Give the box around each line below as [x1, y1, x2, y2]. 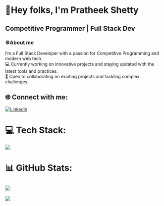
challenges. [5, 79, 29, 85]
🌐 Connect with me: [5, 93, 68, 102]
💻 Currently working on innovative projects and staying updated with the [5, 61, 155, 67]
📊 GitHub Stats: [5, 162, 73, 173]
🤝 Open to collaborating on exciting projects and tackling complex [5, 73, 140, 79]
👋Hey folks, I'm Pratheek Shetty [5, 4, 139, 16]
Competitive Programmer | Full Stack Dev [5, 24, 135, 33]
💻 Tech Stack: [5, 124, 66, 136]
